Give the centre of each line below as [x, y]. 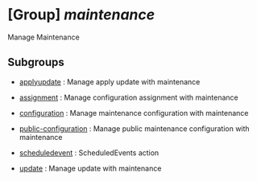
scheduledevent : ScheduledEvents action [89, 152]
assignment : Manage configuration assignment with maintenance [128, 97]
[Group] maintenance [81, 15]
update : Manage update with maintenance [90, 168]
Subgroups [36, 62]
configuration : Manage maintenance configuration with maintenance [134, 113]
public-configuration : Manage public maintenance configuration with [135, 128]
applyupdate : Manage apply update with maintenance [110, 81]
